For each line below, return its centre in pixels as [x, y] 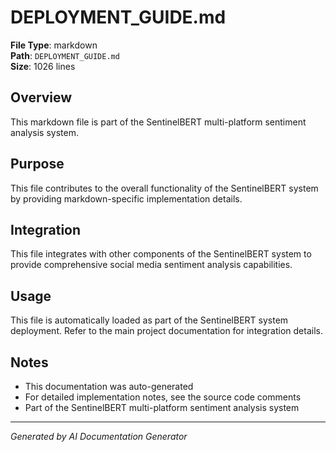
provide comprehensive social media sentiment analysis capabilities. [151, 265]
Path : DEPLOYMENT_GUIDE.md [65, 55]
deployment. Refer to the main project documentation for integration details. [166, 331]
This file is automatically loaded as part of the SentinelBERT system [149, 320]
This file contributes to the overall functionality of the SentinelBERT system [164, 188]
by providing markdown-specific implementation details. [126, 198]
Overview [41, 97]
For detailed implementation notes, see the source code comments [163, 397]
